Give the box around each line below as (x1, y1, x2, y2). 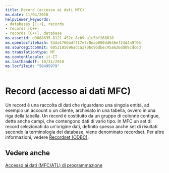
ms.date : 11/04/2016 (5, 12, 49, 17)
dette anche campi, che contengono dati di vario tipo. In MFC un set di (5, 118, 152, 124)
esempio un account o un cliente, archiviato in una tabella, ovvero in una (5, 107, 156, 113)
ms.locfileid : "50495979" (5, 64, 60, 69)
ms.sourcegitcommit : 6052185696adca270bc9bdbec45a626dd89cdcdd (5, 45, 141, 50)
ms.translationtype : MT (5, 49, 55, 54)
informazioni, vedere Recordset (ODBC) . (5, 134, 89, 140)
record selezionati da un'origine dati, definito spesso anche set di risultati (5, 124, 158, 130)
